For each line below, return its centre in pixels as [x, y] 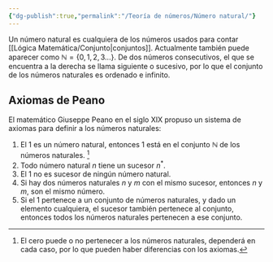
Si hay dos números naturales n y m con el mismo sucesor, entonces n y [141, 182]
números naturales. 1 [55, 155]
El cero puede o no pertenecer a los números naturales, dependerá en [138, 240]
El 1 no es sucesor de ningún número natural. [95, 174]
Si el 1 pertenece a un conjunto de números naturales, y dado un [128, 199]
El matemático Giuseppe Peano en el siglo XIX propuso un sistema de [125, 120]
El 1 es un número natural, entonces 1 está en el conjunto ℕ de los [130, 145]
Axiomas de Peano [57, 100]
